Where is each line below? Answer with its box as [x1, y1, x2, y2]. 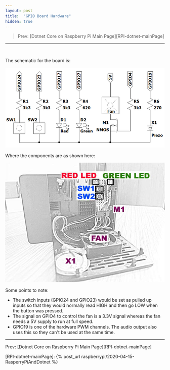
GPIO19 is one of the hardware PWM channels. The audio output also [12, 323, 157, 330]
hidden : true [5, 19, 33, 24]
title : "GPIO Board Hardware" [5, 13, 71, 19]
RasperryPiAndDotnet [5, 359, 51, 365]
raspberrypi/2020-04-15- [81, 353, 135, 359]
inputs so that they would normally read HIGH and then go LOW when [12, 302, 158, 308]
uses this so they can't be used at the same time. [12, 329, 115, 335]
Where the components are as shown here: [5, 153, 95, 159]
